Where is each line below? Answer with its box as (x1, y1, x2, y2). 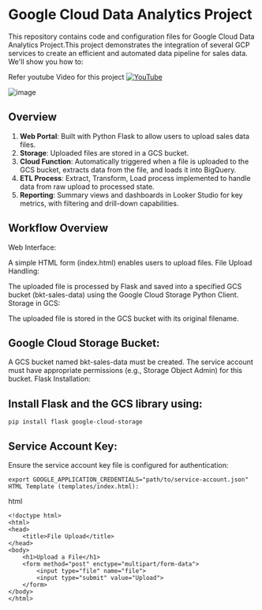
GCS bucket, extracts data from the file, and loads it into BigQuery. (19, 164, 237, 175)
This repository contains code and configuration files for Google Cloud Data (8, 32, 255, 41)
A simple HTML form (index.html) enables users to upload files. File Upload (8, 258, 253, 267)
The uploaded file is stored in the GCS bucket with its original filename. (8, 314, 239, 323)
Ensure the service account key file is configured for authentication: (8, 461, 229, 469)
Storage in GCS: (8, 298, 61, 307)
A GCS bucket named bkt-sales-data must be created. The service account (8, 357, 254, 367)
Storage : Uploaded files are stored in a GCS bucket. (19, 148, 189, 157)
